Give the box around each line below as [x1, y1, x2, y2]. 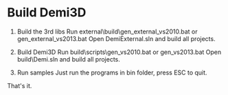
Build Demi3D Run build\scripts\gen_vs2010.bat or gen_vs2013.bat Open [16, 48, 222, 56]
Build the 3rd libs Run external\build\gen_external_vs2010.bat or [16, 27, 198, 36]
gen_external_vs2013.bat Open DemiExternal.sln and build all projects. [16, 34, 216, 42]
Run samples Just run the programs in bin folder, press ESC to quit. [16, 68, 207, 77]
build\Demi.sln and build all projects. [16, 55, 120, 63]
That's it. [7, 81, 32, 90]
